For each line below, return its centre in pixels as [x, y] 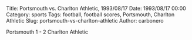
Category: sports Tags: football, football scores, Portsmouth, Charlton [90, 14]
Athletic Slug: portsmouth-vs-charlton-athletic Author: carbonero [85, 21]
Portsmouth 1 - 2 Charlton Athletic [47, 32]
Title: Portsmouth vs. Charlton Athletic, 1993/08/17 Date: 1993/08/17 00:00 [96, 8]
